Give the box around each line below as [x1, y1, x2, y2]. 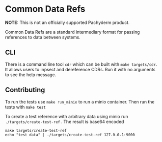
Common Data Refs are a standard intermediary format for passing [5, 29, 140, 35]
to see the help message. [5, 72, 56, 78]
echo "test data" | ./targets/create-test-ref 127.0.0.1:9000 [5, 132, 135, 137]
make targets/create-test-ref [5, 128, 67, 133]
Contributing [5, 86, 45, 94]
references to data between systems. [5, 34, 81, 40]
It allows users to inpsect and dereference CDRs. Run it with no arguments [5, 66, 156, 72]
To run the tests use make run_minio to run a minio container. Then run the [5, 99, 155, 104]
